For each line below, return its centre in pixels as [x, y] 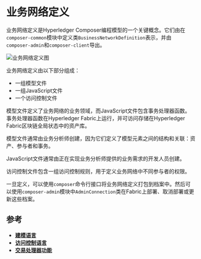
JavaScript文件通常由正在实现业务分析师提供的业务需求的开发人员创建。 [96, 159]
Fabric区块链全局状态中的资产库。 [48, 126]
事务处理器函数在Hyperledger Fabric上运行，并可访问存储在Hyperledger [96, 118]
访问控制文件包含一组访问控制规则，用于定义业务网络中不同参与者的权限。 [98, 171]
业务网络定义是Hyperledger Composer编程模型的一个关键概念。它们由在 [96, 30]
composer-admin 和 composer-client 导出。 [56, 45]
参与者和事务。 [35, 146]
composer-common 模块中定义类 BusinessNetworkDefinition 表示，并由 [89, 37]
